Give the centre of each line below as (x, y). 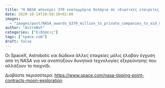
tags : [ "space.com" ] (26, 37)
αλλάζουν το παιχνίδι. (28, 66)
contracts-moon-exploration (34, 80)
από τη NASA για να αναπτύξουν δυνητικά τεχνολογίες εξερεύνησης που (81, 60)
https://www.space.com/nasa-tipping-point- (99, 75)
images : (13, 19)
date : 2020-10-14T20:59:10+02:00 (39, 14)
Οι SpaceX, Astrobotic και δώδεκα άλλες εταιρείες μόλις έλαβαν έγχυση (80, 55)
